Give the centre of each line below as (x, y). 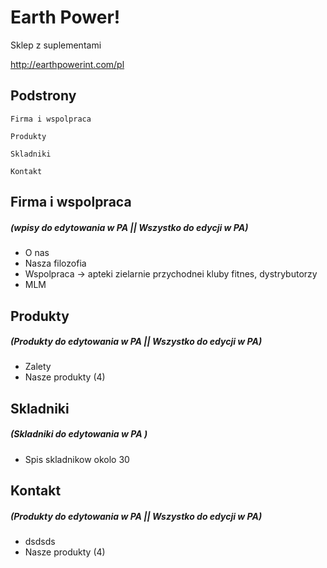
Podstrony (43, 96)
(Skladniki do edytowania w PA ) (79, 434)
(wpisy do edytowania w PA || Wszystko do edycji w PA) (129, 227)
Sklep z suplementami (56, 45)
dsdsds (40, 542)
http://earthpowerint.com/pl (67, 64)
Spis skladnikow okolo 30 (77, 459)
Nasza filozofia (55, 263)
